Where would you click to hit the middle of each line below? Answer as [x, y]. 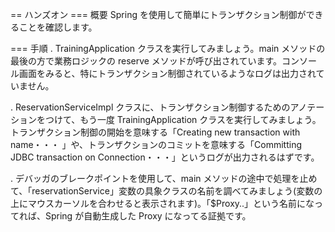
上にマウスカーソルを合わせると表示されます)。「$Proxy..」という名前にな [162, 203]
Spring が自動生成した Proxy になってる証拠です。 [148, 216]
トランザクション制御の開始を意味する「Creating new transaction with [155, 132]
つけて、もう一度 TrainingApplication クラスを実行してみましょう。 [183, 119]
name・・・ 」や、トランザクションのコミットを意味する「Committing [156, 144]
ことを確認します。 [58, 27]
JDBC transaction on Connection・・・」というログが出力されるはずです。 [165, 157]
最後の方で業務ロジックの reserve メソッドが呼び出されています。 [146, 61]
